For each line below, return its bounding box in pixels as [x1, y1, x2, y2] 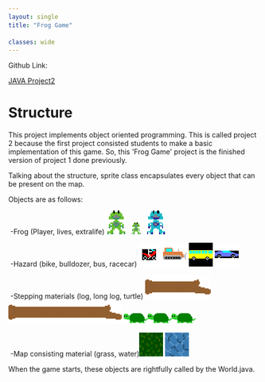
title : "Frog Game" [8, 21, 73, 29]
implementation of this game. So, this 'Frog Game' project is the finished [8, 147, 245, 156]
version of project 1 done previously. [8, 156, 127, 165]
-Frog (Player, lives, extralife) [10, 227, 105, 237]
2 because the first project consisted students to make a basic [8, 139, 213, 149]
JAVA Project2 [8, 76, 56, 86]
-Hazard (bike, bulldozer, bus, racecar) [10, 259, 138, 269]
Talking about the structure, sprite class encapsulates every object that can [8, 171, 255, 180]
